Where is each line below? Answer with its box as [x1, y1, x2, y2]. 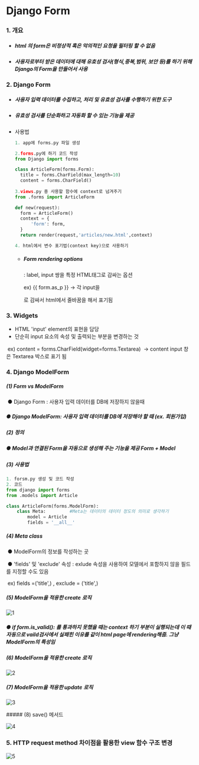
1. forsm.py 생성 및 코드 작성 [6, 476, 74, 482]
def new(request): [14, 205, 60, 211]
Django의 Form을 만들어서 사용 [14, 66, 88, 73]
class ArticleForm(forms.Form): [14, 166, 94, 172]
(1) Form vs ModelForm [6, 382, 64, 390]
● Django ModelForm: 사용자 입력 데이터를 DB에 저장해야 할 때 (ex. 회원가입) [6, 413, 187, 420]
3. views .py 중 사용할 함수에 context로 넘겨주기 [14, 188, 122, 194]
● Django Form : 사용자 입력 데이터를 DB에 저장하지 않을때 [7, 398, 145, 405]
